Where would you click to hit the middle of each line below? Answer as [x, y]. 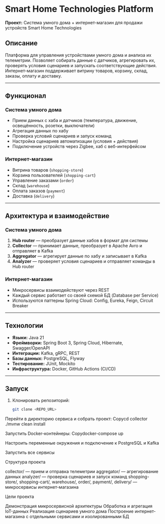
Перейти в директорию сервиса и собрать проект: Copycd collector [76, 419]
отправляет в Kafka [32, 251]
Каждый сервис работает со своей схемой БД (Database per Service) [85, 295]
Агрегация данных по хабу [40, 131]
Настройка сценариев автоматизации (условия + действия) [75, 141]
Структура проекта [25, 462]
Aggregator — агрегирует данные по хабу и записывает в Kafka [80, 256]
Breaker [20, 305]
